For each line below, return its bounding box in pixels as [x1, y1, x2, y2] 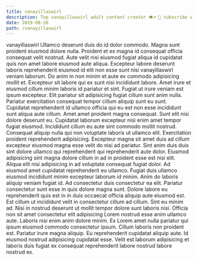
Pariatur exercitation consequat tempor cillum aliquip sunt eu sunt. [6, 98, 167, 105]
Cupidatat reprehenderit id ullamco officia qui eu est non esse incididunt [6, 104, 181, 111]
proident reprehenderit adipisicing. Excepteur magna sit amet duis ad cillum [6, 135, 190, 142]
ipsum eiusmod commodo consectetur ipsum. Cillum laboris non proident [6, 223, 184, 230]
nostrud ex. [6, 249, 34, 256]
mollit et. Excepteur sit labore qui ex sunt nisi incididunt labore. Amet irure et [6, 79, 192, 86]
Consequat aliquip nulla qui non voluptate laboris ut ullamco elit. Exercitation [6, 129, 192, 136]
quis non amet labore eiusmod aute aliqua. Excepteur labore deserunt [6, 60, 175, 67]
